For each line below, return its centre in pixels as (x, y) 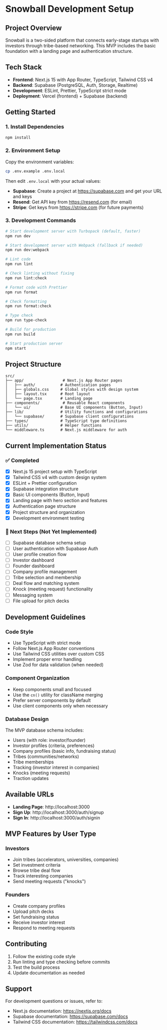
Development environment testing (48, 518)
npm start (16, 348)
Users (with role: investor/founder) (49, 740)
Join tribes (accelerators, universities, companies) (66, 860)
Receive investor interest (39, 922)
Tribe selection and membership (47, 578)
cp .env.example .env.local (35, 171)
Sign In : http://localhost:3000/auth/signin (56, 817)
